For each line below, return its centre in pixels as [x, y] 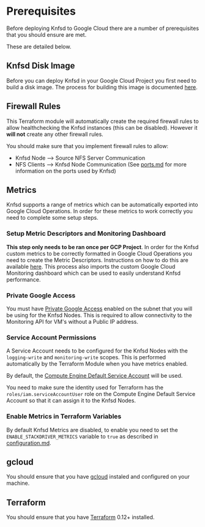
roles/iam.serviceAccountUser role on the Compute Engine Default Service [101, 394]
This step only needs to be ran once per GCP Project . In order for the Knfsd [102, 247]
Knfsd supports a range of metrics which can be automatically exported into [102, 205]
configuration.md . [29, 443]
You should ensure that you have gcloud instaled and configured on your [98, 477]
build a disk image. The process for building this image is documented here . [102, 87]
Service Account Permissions [51, 337]
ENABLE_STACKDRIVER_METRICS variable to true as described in [82, 436]
